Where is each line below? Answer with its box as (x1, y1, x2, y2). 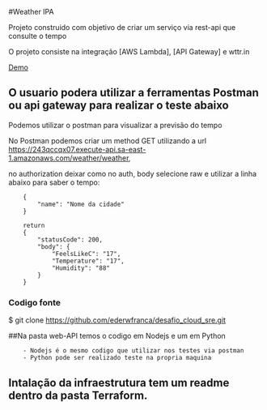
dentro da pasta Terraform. (8, 388, 148, 402)
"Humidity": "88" (51, 263, 111, 272)
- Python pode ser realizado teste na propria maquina (23, 354, 212, 362)
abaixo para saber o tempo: (8, 177, 100, 187)
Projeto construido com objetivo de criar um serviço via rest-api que (8, 23, 236, 32)
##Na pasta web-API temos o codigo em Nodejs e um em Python (8, 331, 227, 341)
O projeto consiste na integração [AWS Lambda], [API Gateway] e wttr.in (8, 47, 250, 56)
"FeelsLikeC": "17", (51, 250, 121, 258)
